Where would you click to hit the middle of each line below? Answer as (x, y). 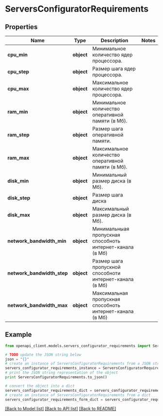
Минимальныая (111, 229)
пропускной (106, 267)
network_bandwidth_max (38, 305)
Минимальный (109, 175)
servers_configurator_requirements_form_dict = (54, 399)
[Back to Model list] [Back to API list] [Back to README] (61, 409)
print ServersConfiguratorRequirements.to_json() (56, 377)
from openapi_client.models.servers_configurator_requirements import (78, 346)
